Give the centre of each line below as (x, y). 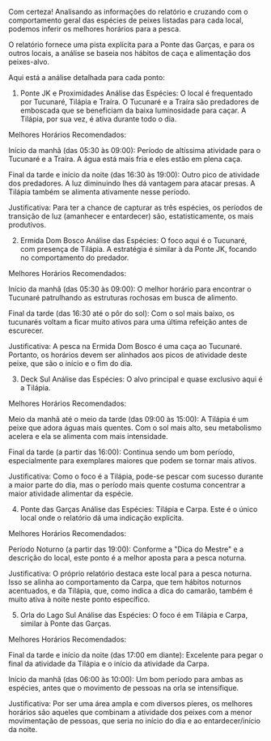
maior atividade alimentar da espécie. (71, 494)
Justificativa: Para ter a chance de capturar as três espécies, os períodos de (135, 207)
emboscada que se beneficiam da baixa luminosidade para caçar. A (133, 110)
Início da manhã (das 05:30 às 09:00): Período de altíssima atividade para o (135, 150)
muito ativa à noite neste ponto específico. (79, 599)
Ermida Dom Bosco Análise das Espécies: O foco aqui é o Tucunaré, (133, 241)
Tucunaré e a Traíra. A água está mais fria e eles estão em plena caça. (125, 159)
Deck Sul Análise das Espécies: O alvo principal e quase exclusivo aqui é (141, 379)
